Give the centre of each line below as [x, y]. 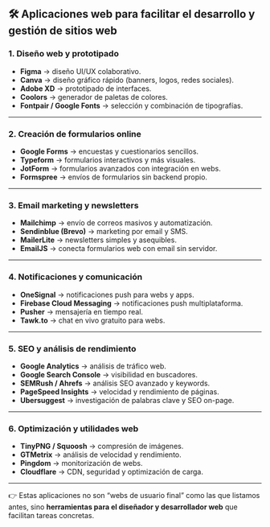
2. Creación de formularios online [75, 134]
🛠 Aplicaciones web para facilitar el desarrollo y [132, 14]
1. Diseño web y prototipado [63, 54]
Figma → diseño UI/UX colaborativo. [80, 71]
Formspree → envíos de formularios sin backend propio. [113, 177]
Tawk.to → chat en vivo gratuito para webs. [92, 320]
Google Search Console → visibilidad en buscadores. [109, 374]
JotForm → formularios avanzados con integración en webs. [120, 168]
